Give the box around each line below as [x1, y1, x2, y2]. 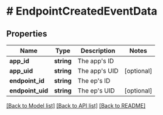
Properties [6, 29, 47, 39]
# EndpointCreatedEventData [6, 4, 158, 18]
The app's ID [77, 57, 114, 65]
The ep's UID [77, 86, 116, 95]
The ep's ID [77, 77, 111, 85]
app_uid [9, 67, 33, 75]
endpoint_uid [9, 86, 49, 95]
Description [80, 47, 116, 55]
